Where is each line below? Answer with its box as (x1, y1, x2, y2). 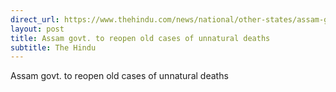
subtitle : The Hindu (10, 42, 97, 53)
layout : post (10, 24, 65, 34)
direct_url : (10, 14, 60, 25)
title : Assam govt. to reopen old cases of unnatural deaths (10, 33, 271, 43)
